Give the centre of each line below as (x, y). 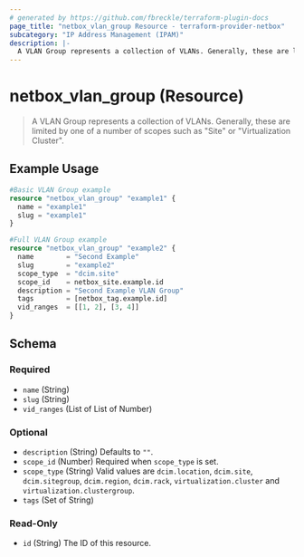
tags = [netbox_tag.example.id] (93, 299)
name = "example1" (52, 206)
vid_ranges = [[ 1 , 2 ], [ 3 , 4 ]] (79, 307)
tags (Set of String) (58, 500)
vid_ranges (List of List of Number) (87, 408)
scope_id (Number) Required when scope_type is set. (120, 461)
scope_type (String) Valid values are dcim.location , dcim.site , (138, 471)
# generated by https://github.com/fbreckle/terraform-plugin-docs (139, 18)
